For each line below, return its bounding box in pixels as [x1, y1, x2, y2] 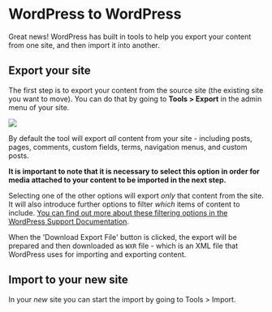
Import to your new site [8, 273, 128, 287]
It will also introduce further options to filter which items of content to [8, 199, 240, 209]
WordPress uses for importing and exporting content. [8, 249, 187, 259]
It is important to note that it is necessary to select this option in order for [8, 166, 260, 176]
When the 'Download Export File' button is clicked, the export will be [8, 232, 237, 241]
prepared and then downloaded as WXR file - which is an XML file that [8, 241, 238, 250]
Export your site [8, 64, 91, 78]
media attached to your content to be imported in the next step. [8, 175, 227, 185]
